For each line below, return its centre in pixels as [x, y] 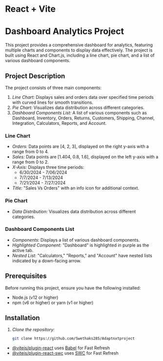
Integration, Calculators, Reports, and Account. [59, 123]
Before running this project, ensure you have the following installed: [73, 288]
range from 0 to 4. [30, 152]
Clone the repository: [33, 330]
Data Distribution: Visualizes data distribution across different [74, 211]
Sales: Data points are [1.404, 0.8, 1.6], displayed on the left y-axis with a [85, 157]
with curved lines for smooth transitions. [53, 102]
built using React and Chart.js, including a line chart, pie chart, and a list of [80, 55]
